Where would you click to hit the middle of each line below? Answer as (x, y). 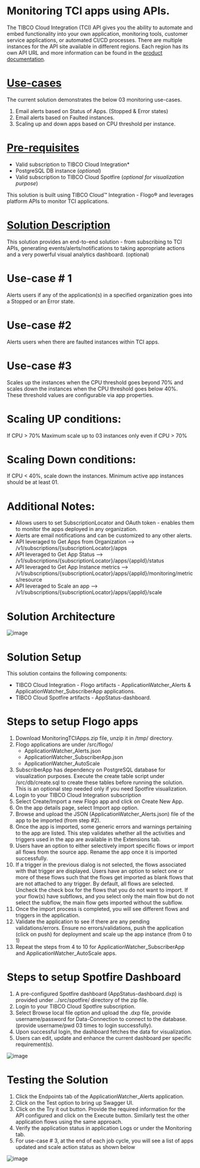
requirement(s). (35, 1044)
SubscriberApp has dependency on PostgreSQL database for (90, 770)
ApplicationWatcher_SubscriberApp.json (74, 757)
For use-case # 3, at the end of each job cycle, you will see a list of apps (104, 1141)
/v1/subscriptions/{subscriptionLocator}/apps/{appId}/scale (89, 592)
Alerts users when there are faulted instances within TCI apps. (83, 342)
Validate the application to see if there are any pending (82, 922)
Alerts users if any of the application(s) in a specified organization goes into (100, 295)
